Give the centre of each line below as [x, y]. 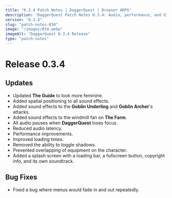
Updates [19, 83]
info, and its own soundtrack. [43, 161]
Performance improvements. [43, 134]
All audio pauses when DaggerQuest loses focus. [65, 123]
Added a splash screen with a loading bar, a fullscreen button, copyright [89, 155]
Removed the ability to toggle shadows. [54, 145]
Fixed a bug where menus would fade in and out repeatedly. [76, 190]
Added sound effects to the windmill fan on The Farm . [70, 117]
